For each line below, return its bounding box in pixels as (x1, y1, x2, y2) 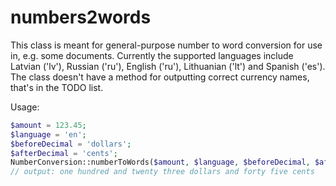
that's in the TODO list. (10, 81, 104, 93)
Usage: (10, 101, 40, 113)
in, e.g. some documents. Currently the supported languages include (10, 49, 294, 61)
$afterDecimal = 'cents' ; (10, 148, 118, 158)
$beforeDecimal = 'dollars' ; (10, 139, 132, 149)
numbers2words (10, 6, 152, 29)
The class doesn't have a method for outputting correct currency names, (10, 71, 310, 83)
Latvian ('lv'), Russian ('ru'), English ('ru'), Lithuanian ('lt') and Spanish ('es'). (10, 60, 326, 72)
